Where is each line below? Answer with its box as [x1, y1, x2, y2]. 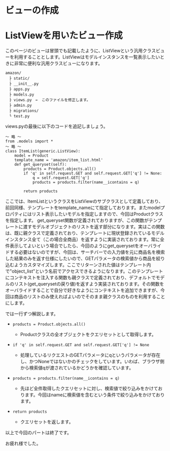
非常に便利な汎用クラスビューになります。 [14, 61, 103, 67]
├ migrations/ [9, 108, 39, 113]
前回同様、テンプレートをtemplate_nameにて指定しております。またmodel [5, 204, 161, 211]
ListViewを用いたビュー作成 [5, 30, 123, 41]
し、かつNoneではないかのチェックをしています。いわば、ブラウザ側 [20, 358, 165, 365]
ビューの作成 [5, 5, 59, 16]
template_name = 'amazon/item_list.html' [14, 158, 103, 163]
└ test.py [9, 114, 30, 119]
